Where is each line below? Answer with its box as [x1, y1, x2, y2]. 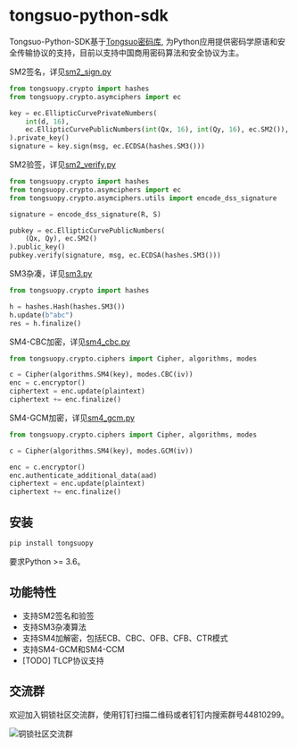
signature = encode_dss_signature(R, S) [9, 209, 162, 219]
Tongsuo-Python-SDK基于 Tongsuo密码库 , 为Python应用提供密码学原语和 [9, 36, 278, 47]
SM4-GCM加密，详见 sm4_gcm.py [9, 412, 136, 423]
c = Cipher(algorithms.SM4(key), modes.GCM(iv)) [9, 446, 194, 455]
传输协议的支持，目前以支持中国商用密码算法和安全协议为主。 [16, 47, 243, 58]
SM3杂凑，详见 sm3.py [9, 268, 93, 279]
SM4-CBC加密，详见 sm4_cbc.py [9, 336, 131, 347]
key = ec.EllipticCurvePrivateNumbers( [9, 108, 158, 117]
